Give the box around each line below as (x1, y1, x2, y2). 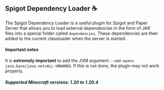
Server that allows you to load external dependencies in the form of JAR (5, 25, 150, 31)
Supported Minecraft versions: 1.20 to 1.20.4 (5, 79, 99, 85)
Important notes (5, 46, 39, 53)
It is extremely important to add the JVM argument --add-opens (5, 58, 134, 64)
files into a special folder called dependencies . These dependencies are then (5, 30, 158, 36)
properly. (5, 68, 23, 74)
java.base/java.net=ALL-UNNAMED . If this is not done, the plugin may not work (5, 63, 160, 69)
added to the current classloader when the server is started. (5, 35, 126, 41)
